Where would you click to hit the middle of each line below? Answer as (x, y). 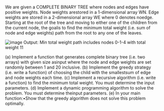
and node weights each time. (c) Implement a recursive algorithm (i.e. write (81, 78)
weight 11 (14, 47)
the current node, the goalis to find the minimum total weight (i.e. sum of (78, 28)
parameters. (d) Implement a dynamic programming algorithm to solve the (79, 88)
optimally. (15, 103)
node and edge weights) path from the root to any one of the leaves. (74, 33)
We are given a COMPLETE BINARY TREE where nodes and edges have (77, 7)
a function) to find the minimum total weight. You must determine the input (80, 83)
